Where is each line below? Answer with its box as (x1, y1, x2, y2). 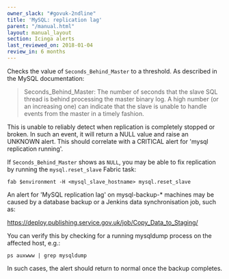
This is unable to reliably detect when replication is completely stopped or (7, 123, 215, 131)
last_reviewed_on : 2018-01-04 (7, 42, 94, 49)
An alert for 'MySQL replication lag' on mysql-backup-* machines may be (7, 190, 214, 199)
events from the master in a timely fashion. (23, 109, 145, 117)
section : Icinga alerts (7, 36, 75, 43)
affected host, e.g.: (7, 239, 61, 247)
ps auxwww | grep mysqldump (7, 252, 87, 259)
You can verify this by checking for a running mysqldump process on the (7, 231, 212, 240)
